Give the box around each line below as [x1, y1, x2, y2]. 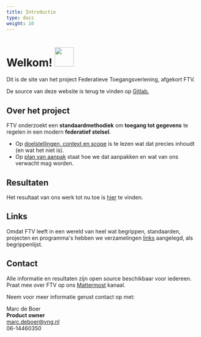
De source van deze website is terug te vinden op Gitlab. [6, 88, 150, 95]
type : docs [6, 15, 34, 21]
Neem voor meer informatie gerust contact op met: [6, 293, 135, 300]
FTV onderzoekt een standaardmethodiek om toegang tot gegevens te [6, 122, 189, 129]
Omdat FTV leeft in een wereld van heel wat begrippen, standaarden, [6, 227, 181, 235]
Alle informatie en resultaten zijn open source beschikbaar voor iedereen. [6, 275, 192, 282]
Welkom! [6, 56, 53, 69]
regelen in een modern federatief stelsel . [6, 128, 112, 135]
